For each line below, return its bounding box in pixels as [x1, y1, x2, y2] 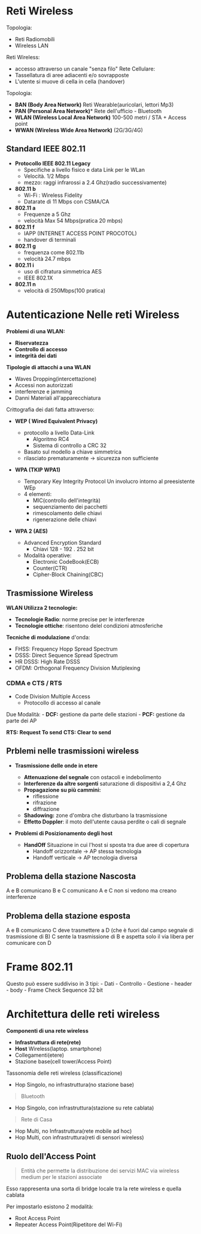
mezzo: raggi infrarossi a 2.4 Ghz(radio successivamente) [23, 178, 167, 186]
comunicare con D [6, 940, 52, 947]
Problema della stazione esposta [6, 911, 130, 921]
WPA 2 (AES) [14, 527, 48, 534]
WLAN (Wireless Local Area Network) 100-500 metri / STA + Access [14, 114, 187, 121]
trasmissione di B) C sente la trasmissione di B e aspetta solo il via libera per [6, 933, 194, 940]
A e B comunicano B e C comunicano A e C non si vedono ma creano [6, 887, 177, 894]
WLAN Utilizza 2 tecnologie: [6, 604, 78, 611]
